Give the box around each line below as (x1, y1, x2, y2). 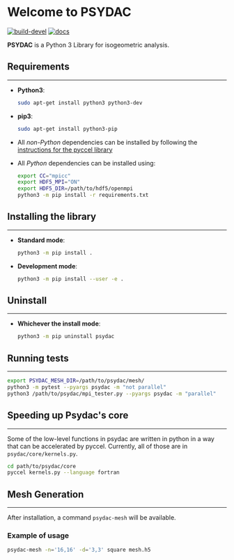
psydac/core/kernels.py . (7, 449, 78, 458)
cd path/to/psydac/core (7, 463, 77, 470)
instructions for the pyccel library (17, 145, 113, 154)
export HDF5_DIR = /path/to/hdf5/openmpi (17, 185, 134, 192)
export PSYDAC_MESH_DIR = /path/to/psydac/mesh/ (7, 377, 145, 385)
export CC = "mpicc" (17, 172, 71, 179)
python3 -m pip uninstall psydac (17, 333, 115, 340)
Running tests (7, 352, 70, 364)
